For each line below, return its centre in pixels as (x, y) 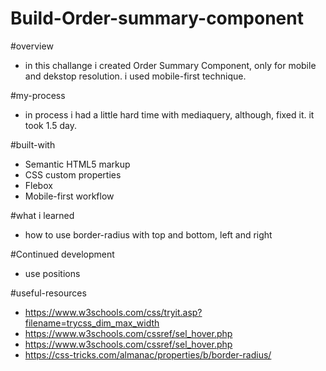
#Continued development (62, 254)
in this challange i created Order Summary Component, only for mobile (170, 65)
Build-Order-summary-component (157, 18)
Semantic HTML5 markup (77, 164)
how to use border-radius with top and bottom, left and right (148, 234)
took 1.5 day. (50, 125)
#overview (32, 46)
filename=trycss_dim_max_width (92, 323)
